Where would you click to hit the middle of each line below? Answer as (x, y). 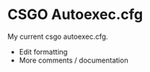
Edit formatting (43, 51)
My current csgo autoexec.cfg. (58, 36)
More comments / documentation (73, 60)
